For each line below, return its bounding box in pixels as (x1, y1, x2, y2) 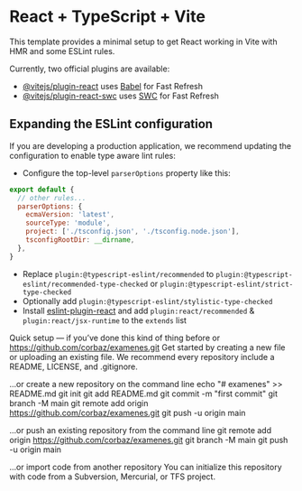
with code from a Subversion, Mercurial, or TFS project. (9, 471, 216, 482)
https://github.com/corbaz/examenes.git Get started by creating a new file (9, 341, 286, 353)
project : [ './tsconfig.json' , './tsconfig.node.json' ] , (25, 227, 241, 236)
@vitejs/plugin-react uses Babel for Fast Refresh (22, 80, 204, 91)
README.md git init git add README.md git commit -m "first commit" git (9, 388, 278, 399)
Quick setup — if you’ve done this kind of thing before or (9, 332, 221, 343)
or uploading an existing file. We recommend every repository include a (9, 351, 275, 362)
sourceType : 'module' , (25, 218, 111, 227)
